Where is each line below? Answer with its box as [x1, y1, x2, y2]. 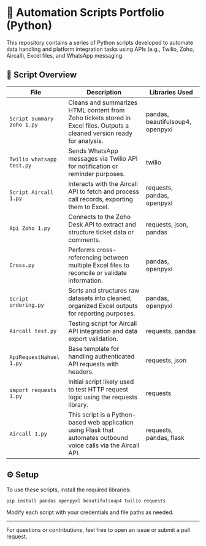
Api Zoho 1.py [9, 225, 51, 232]
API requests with [68, 360, 119, 368]
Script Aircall [9, 188, 54, 196]
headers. [68, 367, 94, 376]
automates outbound [68, 433, 129, 442]
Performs [68, 245, 96, 254]
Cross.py [9, 261, 35, 269]
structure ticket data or [68, 228, 134, 236]
